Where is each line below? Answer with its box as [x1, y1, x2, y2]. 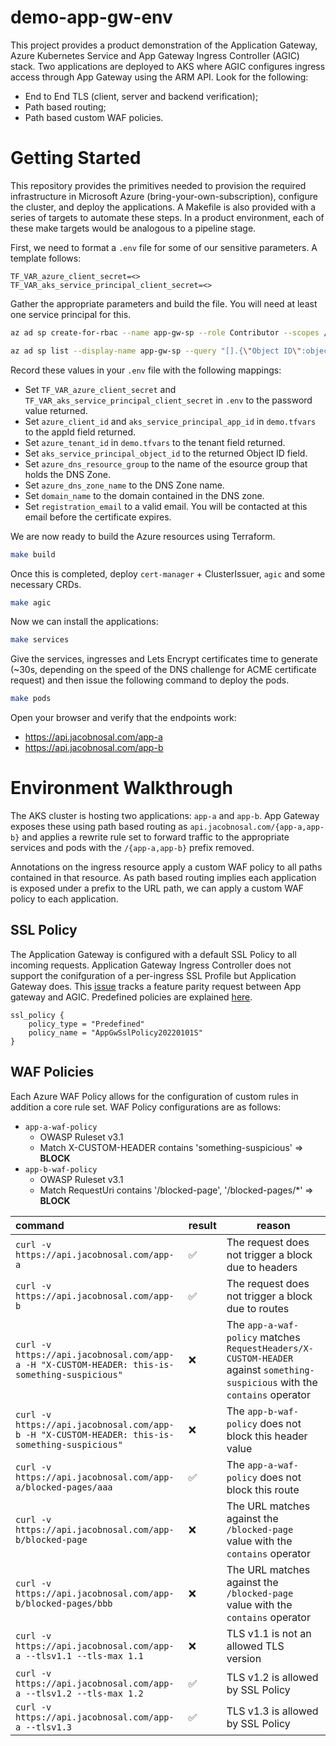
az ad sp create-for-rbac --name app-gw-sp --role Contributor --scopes [10, 327, 320, 338]
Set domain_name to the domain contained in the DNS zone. [24, 489, 265, 501]
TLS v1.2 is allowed [226, 1670, 319, 1684]
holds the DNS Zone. [24, 468, 111, 480]
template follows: [10, 252, 82, 264]
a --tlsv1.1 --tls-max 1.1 [15, 1650, 144, 1661]
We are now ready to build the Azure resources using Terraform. [10, 530, 276, 542]
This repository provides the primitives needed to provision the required [10, 179, 307, 191]
